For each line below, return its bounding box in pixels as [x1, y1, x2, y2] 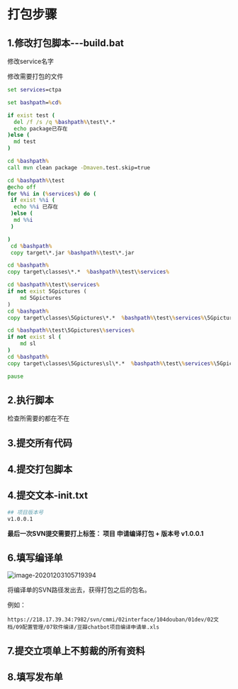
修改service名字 [7, 57, 55, 65]
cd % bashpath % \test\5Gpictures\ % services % [7, 327, 135, 334]
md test [13, 138, 37, 145]
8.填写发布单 [7, 671, 64, 683]
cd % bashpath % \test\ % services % [7, 281, 100, 289]
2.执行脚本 [7, 394, 55, 406]
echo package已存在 [13, 125, 68, 132]
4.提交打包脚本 [7, 464, 73, 476]
